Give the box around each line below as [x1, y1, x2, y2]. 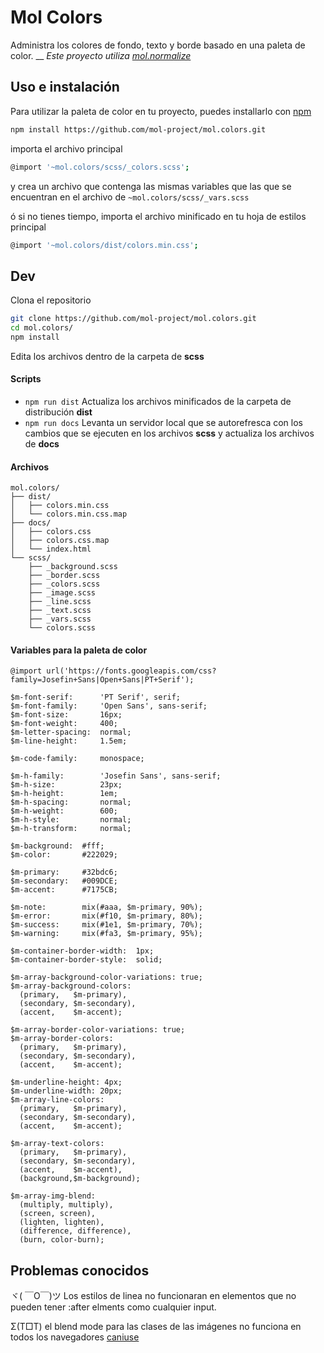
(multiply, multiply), [19, 1200, 114, 1210]
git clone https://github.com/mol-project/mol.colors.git [10, 314, 257, 324]
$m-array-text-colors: [10, 1139, 105, 1149]
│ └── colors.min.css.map [10, 509, 128, 520]
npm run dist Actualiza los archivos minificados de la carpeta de [24, 396, 292, 408]
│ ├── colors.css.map [10, 536, 110, 546]
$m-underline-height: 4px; [10, 1077, 123, 1088]
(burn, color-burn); [19, 1235, 105, 1245]
